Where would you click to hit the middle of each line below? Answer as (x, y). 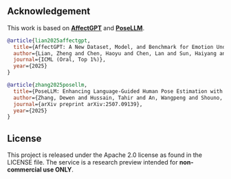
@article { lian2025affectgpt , (49, 41)
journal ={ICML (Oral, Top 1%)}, (60, 60)
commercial (25, 170)
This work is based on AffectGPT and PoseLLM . (76, 28)
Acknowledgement (49, 11)
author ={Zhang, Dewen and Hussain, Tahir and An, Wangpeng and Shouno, (118, 98)
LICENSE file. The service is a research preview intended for (92, 162)
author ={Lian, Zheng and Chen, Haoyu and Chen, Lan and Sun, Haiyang (115, 53)
